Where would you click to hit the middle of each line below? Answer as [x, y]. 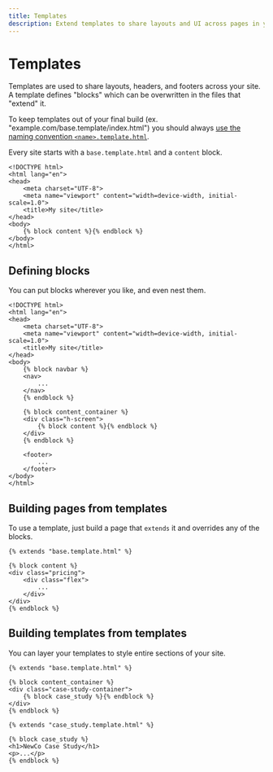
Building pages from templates [88, 509]
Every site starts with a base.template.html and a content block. [115, 152]
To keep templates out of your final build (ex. [83, 120]
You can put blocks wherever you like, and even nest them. [107, 291]
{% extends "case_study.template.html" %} [81, 725]
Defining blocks [50, 271]
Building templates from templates [98, 633]
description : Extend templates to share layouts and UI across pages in [134, 24]
